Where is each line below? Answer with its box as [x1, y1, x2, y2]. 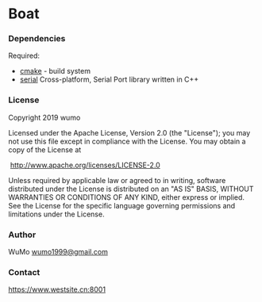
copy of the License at [8, 144, 82, 155]
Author [8, 229, 37, 240]
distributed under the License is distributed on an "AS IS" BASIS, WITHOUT [8, 184, 254, 193]
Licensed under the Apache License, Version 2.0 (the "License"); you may [8, 128, 251, 137]
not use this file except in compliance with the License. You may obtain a [8, 136, 246, 146]
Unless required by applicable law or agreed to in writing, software [8, 175, 226, 185]
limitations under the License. [8, 209, 105, 219]
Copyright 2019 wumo [8, 113, 81, 122]
